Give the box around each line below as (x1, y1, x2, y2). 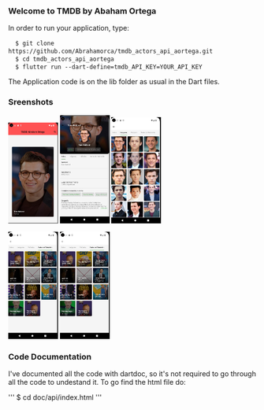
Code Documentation (8, 352, 92, 363)
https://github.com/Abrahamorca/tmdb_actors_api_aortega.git (8, 47, 214, 56)
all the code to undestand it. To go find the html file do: (8, 378, 187, 387)
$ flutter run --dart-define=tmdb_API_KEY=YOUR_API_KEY (15, 63, 203, 72)
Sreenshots (8, 97, 54, 108)
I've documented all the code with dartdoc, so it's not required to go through (8, 369, 256, 379)
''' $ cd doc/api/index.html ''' (8, 393, 102, 402)
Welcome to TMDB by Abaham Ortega (8, 6, 157, 17)
